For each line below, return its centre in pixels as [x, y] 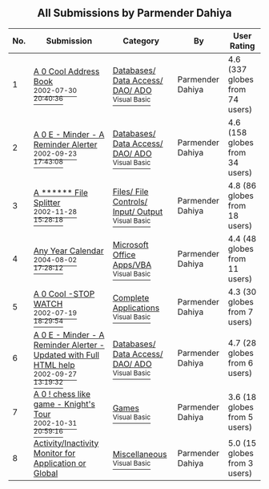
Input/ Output [138, 212]
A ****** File [60, 192]
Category [141, 41]
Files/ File [130, 192]
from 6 [241, 362]
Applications [136, 308]
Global [46, 473]
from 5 [241, 417]
